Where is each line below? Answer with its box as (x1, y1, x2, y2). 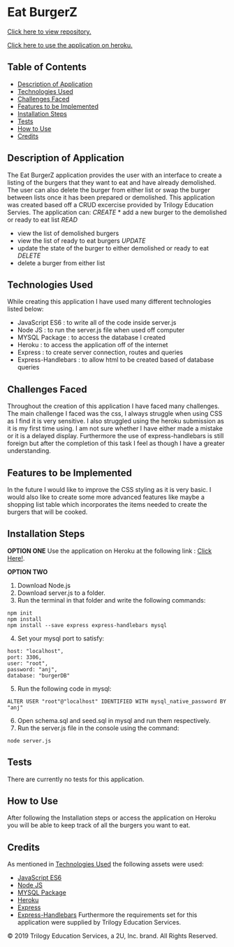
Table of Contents (7, 61, 87, 73)
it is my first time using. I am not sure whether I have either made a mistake (7, 424, 224, 433)
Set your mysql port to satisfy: (17, 634, 105, 643)
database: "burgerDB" (7, 672, 71, 679)
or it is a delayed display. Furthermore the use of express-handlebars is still (7, 432, 224, 440)
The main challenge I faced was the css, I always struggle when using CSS (7, 409, 223, 418)
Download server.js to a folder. (17, 589, 106, 597)
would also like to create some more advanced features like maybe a (7, 493, 205, 501)
